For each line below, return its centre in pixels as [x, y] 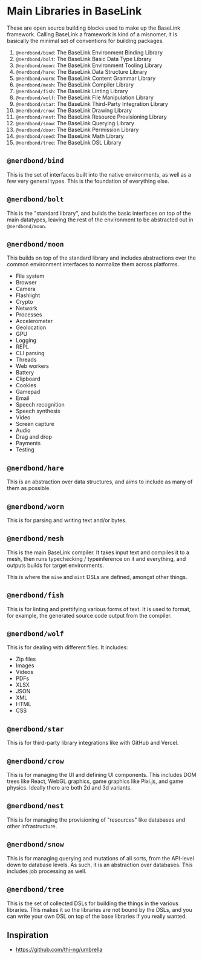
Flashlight [28, 295]
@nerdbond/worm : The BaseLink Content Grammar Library [86, 78]
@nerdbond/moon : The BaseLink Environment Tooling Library [89, 65]
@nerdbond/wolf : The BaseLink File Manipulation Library [84, 97]
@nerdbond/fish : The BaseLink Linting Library [72, 91]
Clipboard [28, 379]
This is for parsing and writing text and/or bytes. [67, 520]
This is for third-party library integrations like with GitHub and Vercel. [93, 743]
